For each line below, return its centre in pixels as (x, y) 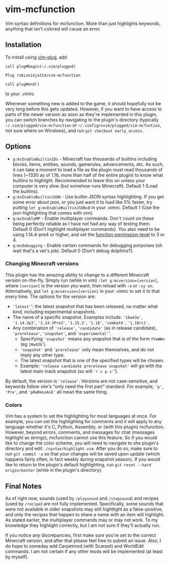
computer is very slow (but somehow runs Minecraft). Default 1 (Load (85, 186)
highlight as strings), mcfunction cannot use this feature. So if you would (81, 438)
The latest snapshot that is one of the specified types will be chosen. (92, 360)
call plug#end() (22, 84)
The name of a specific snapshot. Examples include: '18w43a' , (78, 317)
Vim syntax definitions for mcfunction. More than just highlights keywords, (83, 23)
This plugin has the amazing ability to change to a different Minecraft (77, 275)
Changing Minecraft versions (42, 264)
